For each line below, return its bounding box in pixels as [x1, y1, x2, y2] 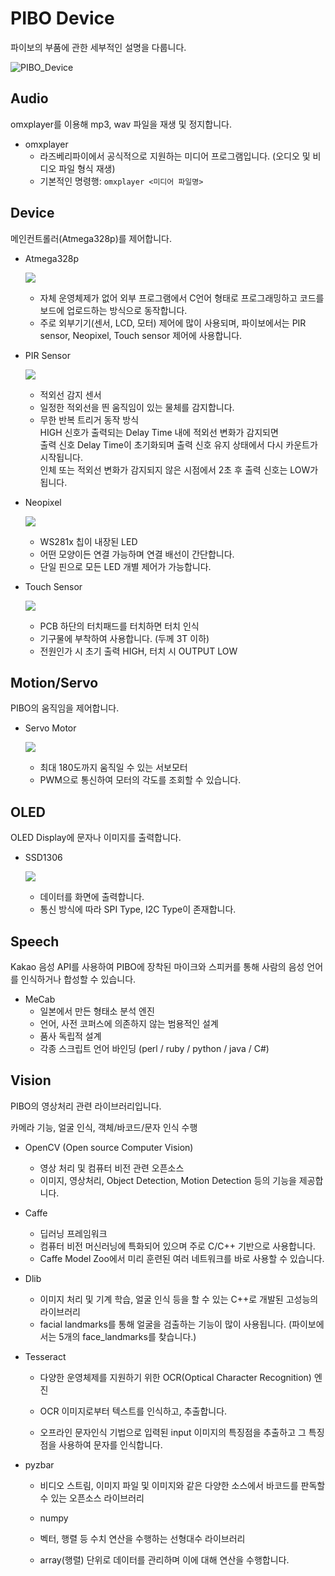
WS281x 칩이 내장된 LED [39, 535, 138, 547]
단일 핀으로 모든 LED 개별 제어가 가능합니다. [39, 560, 212, 572]
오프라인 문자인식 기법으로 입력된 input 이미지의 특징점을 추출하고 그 [39, 1426, 307, 1438]
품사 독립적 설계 [39, 1030, 102, 1042]
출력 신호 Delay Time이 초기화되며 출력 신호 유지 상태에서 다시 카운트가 [39, 438, 318, 451]
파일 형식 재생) [58, 162, 116, 174]
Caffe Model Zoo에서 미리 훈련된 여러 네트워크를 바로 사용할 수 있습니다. [39, 1252, 325, 1264]
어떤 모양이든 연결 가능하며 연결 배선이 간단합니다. [39, 548, 235, 560]
